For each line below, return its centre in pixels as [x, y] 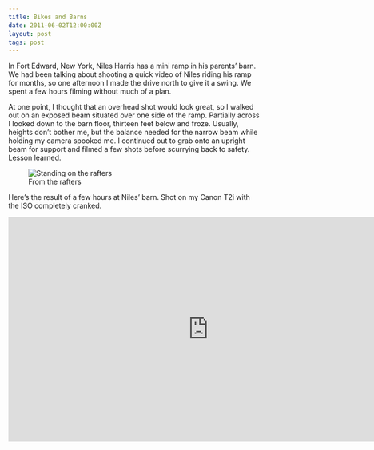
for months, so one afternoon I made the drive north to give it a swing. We [130, 83]
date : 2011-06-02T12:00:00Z [55, 25]
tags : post [26, 42]
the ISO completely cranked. [55, 206]
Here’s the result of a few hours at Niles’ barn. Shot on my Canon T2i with [129, 197]
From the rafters [55, 182]
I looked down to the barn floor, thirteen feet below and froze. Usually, [123, 124]
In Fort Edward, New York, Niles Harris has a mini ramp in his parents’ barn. [132, 66]
